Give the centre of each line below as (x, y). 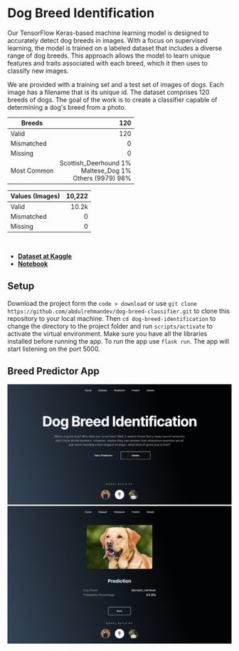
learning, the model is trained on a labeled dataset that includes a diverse (115, 48)
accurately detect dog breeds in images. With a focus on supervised (107, 40)
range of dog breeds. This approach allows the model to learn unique (109, 56)
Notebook (33, 263)
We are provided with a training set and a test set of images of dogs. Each (116, 84)
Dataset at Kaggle (45, 256)
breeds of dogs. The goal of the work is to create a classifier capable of (112, 99)
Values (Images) (35, 196)
